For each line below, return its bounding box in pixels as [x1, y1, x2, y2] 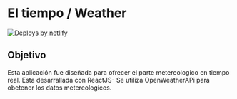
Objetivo [7, 49, 46, 61]
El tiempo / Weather [7, 5, 127, 21]
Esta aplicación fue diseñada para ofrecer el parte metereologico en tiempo [7, 68, 230, 76]
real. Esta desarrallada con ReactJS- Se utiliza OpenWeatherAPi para [7, 75, 211, 84]
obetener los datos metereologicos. [7, 83, 112, 92]
